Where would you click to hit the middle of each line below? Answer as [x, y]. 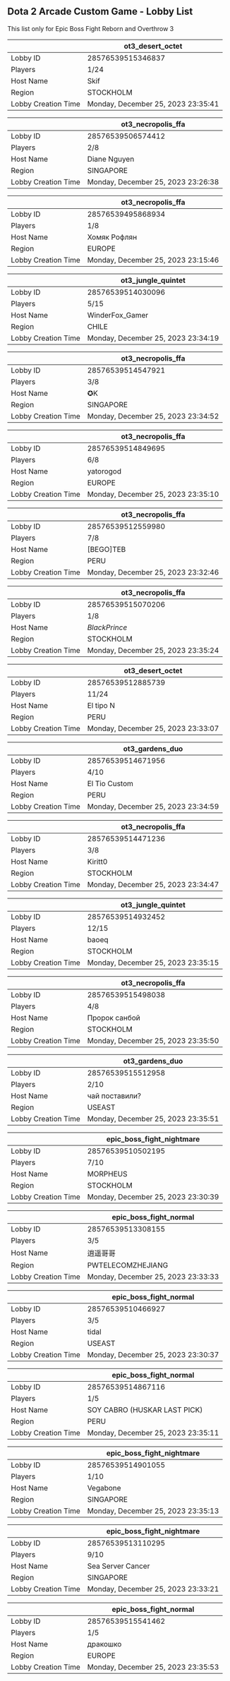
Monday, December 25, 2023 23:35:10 [153, 494]
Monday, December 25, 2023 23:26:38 [153, 181]
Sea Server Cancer [119, 1566]
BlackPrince [107, 627]
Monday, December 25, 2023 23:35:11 [153, 1433]
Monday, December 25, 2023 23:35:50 [153, 1040]
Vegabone [104, 1488]
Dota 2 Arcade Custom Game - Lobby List [100, 12]
